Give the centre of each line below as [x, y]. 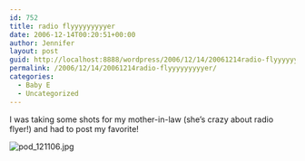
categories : [32, 77]
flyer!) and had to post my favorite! [74, 128]
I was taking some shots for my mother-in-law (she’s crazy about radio [142, 119]
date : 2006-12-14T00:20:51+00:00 [73, 34]
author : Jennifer [42, 43]
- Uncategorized [48, 93]
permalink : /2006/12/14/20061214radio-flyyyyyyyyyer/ [113, 69]
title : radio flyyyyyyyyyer [63, 26]
